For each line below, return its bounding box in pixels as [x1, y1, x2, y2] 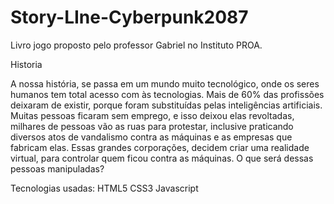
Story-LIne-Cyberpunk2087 [10, 6, 249, 29]
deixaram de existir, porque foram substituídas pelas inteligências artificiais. [10, 99, 323, 111]
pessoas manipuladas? [10, 162, 105, 175]
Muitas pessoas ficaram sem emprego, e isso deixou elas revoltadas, [10, 109, 295, 121]
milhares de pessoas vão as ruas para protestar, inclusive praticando [10, 120, 294, 132]
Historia [10, 58, 43, 70]
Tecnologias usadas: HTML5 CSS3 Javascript [10, 182, 199, 194]
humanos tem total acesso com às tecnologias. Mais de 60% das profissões [10, 88, 325, 100]
